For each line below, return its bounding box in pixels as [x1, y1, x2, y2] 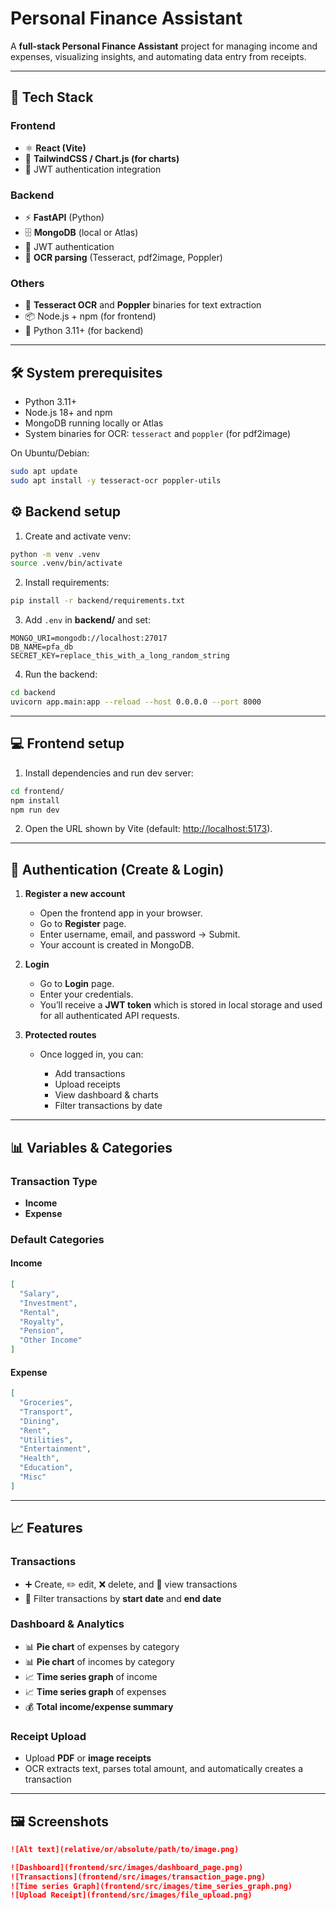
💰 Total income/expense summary [24, 1700, 174, 1712]
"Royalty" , [19, 1317, 65, 1327]
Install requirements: [24, 577, 110, 589]
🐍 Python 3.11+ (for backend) [24, 325, 144, 337]
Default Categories [10, 1232, 105, 1246]
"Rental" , [19, 1307, 60, 1317]
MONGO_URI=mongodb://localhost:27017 [10, 633, 168, 644]
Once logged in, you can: [39, 1048, 144, 1061]
